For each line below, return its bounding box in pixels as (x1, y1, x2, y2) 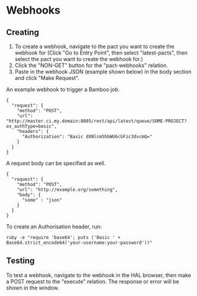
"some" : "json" (21, 197, 62, 203)
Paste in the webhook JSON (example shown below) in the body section (14, 68, 192, 75)
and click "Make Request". (14, 75, 80, 81)
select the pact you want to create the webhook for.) (14, 56, 144, 62)
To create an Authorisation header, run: (6, 223, 102, 230)
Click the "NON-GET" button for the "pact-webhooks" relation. (14, 62, 168, 69)
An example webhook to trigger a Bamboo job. (6, 86, 120, 93)
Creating (6, 27, 40, 37)
